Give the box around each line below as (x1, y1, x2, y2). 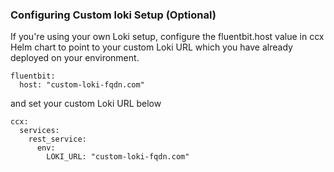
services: (19, 126, 60, 136)
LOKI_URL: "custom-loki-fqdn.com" (46, 152, 190, 162)
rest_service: (28, 134, 87, 145)
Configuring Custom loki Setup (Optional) (10, 8, 217, 22)
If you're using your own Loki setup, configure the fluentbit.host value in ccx (10, 31, 325, 43)
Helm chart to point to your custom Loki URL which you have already (10, 41, 293, 53)
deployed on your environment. (10, 52, 140, 64)
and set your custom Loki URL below (10, 98, 162, 110)
